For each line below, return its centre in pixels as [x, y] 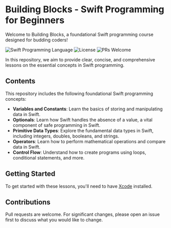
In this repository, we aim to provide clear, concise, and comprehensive [80, 59]
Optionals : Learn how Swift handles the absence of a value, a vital [82, 120]
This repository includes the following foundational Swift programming [79, 94]
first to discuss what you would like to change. [54, 220]
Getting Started [30, 174]
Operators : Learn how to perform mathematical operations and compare [89, 141]
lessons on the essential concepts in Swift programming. [65, 65]
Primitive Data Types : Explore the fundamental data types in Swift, [83, 130]
